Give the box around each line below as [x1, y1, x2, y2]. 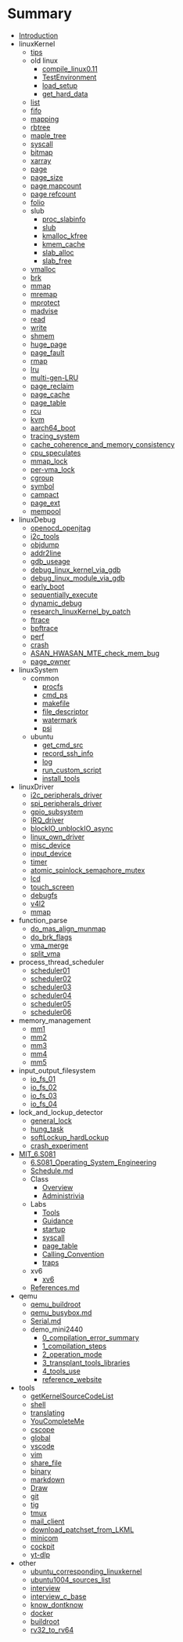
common [30, 673, 59, 683]
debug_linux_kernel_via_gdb [30, 565, 121, 574]
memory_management [18, 1015, 91, 1025]
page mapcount [30, 181, 82, 190]
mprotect [30, 298, 60, 307]
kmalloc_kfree [41, 231, 88, 240]
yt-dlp [30, 1549, 50, 1560]
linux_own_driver [30, 832, 85, 841]
